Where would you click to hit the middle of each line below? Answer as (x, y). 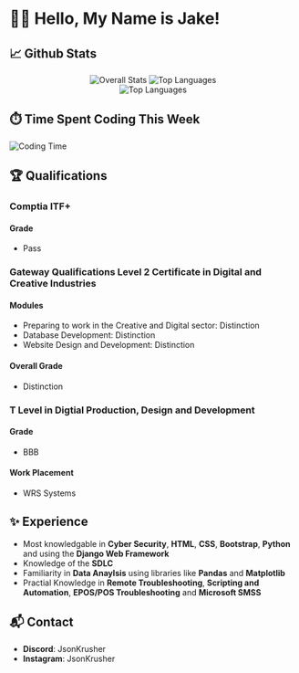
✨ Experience (49, 522)
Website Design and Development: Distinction (108, 345)
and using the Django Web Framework (96, 553)
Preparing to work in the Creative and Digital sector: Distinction (141, 326)
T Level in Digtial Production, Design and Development (132, 410)
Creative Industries (53, 284)
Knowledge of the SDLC (68, 563)
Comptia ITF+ (40, 206)
